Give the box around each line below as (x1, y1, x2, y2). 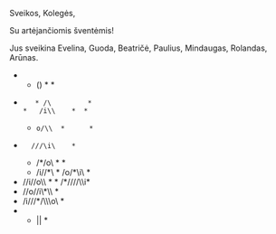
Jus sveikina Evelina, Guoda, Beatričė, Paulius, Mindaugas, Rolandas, (9, 42, 268, 53)
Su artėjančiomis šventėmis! (9, 25, 115, 35)
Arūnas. (9, 52, 39, 62)
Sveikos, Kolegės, (9, 8, 76, 18)
